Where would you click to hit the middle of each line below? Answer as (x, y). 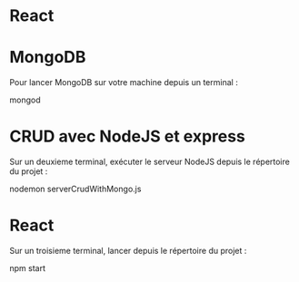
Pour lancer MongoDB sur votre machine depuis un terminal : (124, 83)
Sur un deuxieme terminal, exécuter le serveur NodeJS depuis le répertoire (150, 162)
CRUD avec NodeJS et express (127, 136)
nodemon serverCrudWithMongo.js (75, 189)
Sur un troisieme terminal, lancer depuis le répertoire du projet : (128, 251)
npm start (28, 268)
